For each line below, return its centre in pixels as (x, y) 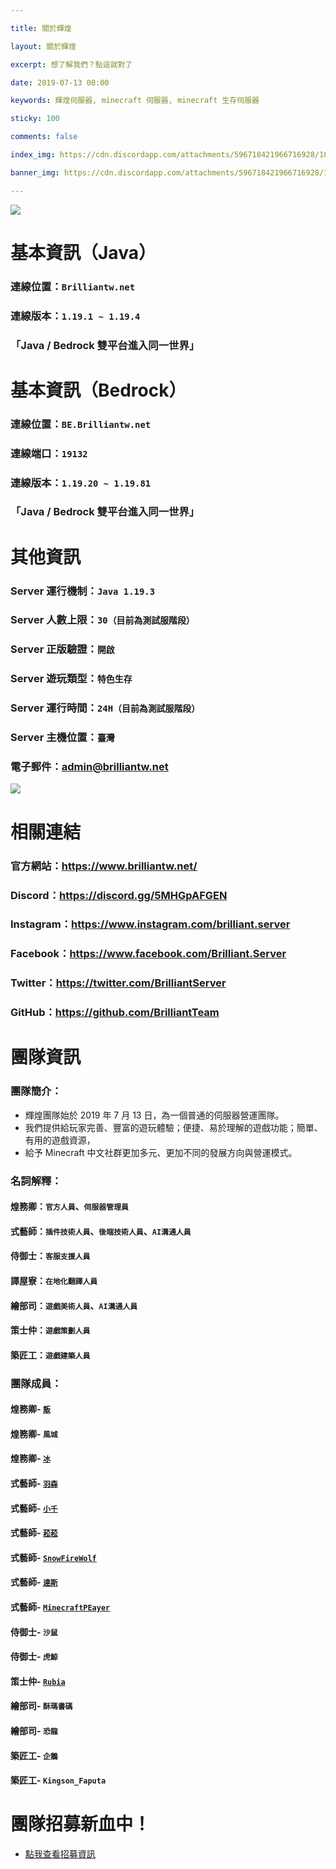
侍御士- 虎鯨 (34, 1657)
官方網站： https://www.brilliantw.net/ (104, 866)
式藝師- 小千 (34, 1508)
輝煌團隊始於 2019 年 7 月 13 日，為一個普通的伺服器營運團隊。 (154, 1115)
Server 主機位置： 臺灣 (62, 738)
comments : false (44, 137)
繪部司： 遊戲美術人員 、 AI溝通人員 (74, 1305)
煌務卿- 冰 (30, 1458)
